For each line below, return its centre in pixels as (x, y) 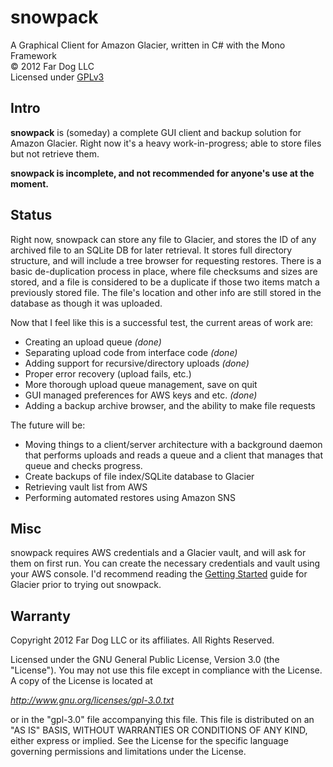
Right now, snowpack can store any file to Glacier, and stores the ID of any (163, 239)
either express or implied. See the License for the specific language (149, 741)
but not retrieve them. (55, 153)
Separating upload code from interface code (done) (131, 352)
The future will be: (48, 425)
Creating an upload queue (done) (93, 342)
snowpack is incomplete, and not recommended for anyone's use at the (162, 173)
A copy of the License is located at (81, 681)
